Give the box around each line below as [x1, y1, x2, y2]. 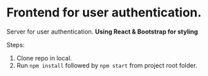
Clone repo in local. [16, 53, 73, 62]
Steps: [6, 40, 25, 49]
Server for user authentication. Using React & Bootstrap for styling [6, 27, 198, 36]
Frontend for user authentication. [6, 5, 202, 21]
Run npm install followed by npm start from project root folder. [16, 61, 198, 69]
